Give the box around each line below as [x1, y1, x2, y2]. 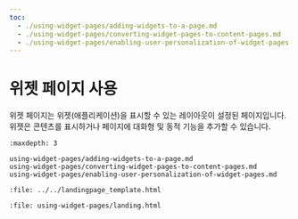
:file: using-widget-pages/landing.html [9, 201, 162, 210]
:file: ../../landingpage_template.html [9, 186, 162, 195]
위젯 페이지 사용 [9, 79, 118, 99]
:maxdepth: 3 [9, 139, 58, 148]
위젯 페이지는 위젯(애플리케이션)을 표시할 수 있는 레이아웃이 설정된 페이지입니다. [9, 110, 287, 121]
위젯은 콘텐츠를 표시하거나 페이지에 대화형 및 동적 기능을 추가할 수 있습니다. [9, 121, 271, 132]
